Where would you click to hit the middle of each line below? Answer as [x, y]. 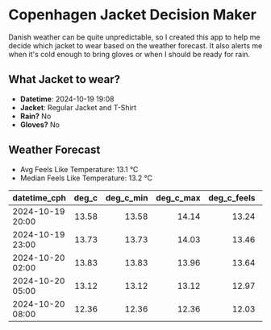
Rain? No [35, 116]
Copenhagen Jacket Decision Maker [132, 15]
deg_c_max [178, 197]
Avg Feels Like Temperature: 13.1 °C [79, 169]
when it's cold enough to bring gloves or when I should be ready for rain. [129, 54]
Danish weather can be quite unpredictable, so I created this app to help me [134, 37]
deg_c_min [127, 197]
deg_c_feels [232, 197]
